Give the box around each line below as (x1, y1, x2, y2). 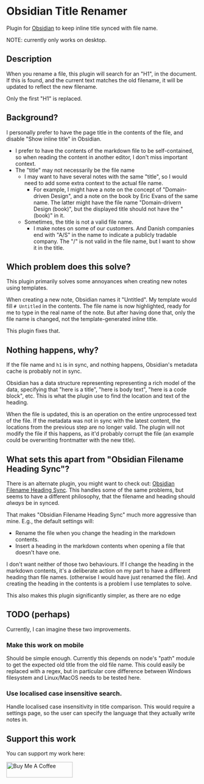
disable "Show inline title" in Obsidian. (6, 135, 102, 143)
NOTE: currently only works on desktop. (6, 36, 107, 43)
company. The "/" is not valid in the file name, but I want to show (33, 238, 196, 245)
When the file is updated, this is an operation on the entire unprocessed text (6, 411, 197, 418)
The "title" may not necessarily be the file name (15, 166, 135, 174)
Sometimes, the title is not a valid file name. (24, 218, 134, 225)
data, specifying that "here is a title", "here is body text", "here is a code (6, 386, 187, 394)
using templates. (6, 284, 48, 292)
